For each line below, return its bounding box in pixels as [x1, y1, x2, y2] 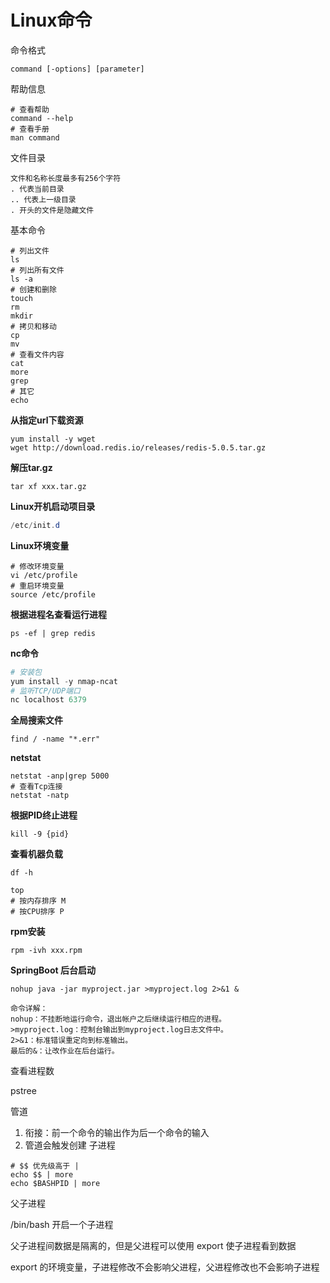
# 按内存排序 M [10, 896, 67, 906]
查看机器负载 [10, 848, 63, 860]
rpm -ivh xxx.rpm [10, 946, 83, 956]
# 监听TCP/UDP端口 [10, 686, 81, 696]
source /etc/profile [10, 589, 97, 600]
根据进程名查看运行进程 [10, 608, 107, 620]
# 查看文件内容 [10, 349, 65, 360]
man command [10, 132, 60, 143]
